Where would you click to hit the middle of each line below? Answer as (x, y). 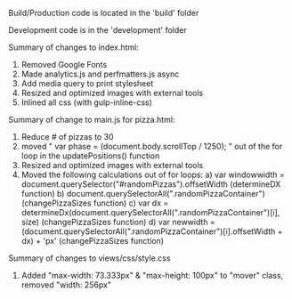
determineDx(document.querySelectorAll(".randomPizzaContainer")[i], (150, 212)
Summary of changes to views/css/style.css (89, 258)
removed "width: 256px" (66, 285)
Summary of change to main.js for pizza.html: (92, 120)
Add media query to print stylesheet (87, 83)
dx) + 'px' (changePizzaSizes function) (93, 241)
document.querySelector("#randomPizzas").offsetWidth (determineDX (151, 184)
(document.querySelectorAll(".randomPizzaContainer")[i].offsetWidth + (152, 231)
